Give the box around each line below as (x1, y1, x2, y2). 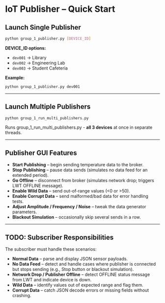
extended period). (12, 172, 49, 178)
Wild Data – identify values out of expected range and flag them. (12, 282, 143, 288)
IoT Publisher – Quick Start (5, 3, 115, 15)
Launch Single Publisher (5, 23, 81, 32)
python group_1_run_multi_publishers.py (5, 115, 89, 120)
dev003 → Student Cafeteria (12, 65, 68, 71)
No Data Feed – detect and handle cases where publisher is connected (12, 261, 156, 267)
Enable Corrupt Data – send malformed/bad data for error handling (12, 193, 149, 199)
